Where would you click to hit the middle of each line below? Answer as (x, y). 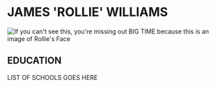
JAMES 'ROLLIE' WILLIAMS (88, 12)
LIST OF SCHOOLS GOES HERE (53, 77)
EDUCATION (34, 61)
